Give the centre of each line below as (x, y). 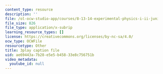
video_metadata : (21, 59)
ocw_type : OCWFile (24, 41)
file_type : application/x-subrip (39, 28)
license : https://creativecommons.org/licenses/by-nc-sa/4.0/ (69, 37)
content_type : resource (29, 9)
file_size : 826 (20, 23)
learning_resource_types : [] (34, 32)
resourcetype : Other (26, 46)
